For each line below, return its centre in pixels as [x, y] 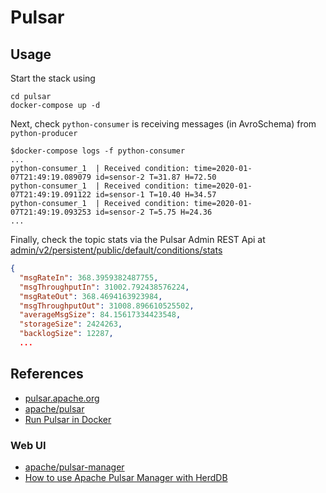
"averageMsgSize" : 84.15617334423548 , [100, 315]
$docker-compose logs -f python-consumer [98, 151]
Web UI [28, 445]
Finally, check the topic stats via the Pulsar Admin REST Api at [138, 239]
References [47, 374]
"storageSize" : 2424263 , [71, 324]
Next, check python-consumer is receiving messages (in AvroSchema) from [163, 124]
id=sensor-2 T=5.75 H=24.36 [154, 212]
